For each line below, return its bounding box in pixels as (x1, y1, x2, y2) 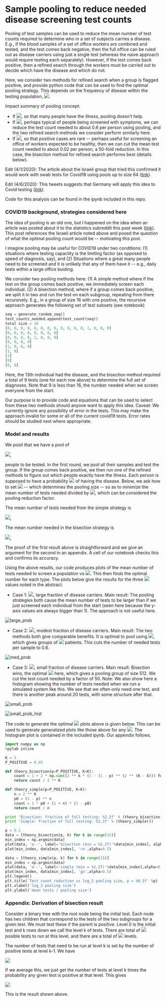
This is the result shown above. (5, 991, 69, 997)
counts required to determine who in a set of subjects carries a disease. (5, 36, 152, 42)
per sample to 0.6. (12, 645, 49, 651)
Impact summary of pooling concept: (5, 103, 81, 109)
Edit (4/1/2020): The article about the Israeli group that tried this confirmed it (5, 166, 161, 172)
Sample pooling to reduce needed (5, 3, 147, 15)
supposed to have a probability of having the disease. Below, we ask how (5, 478, 161, 484)
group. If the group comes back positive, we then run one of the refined (5, 467, 151, 473)
